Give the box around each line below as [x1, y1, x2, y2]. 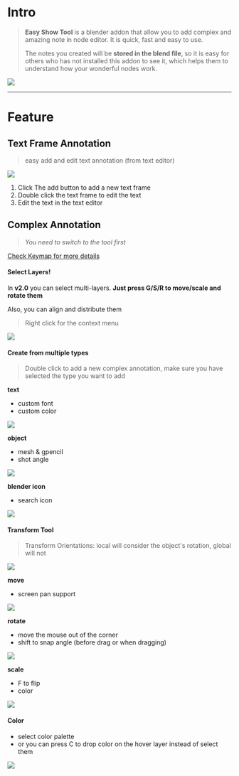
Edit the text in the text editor [17, 198, 103, 207]
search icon [17, 496, 53, 505]
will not [24, 549, 46, 558]
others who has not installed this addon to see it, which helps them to [24, 56, 229, 65]
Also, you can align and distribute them [7, 305, 122, 313]
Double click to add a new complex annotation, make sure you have [24, 364, 223, 373]
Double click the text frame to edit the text [17, 190, 142, 199]
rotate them [7, 291, 43, 299]
